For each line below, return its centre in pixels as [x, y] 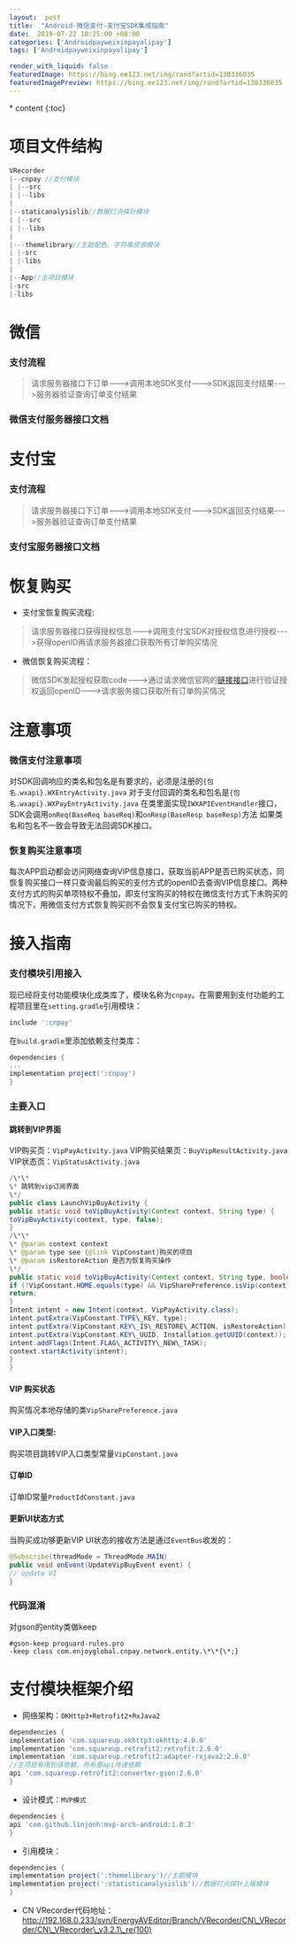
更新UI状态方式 [37, 1519]
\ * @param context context [59, 1244]
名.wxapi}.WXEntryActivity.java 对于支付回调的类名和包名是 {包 [125, 792]
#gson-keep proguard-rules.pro [67, 1644]
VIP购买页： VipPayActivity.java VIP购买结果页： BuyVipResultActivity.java [148, 1150]
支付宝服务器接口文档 [54, 546]
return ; [23, 1294]
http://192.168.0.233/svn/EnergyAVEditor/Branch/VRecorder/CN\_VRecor [154, 1920]
